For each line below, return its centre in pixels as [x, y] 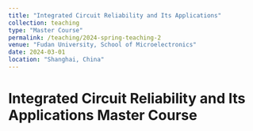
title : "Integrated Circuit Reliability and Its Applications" [115, 15]
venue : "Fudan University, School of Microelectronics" [102, 45]
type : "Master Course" [46, 30]
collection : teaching [44, 23]
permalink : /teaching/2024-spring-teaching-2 [84, 37]
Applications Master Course [103, 116]
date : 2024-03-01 [37, 52]
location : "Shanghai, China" [56, 60]
